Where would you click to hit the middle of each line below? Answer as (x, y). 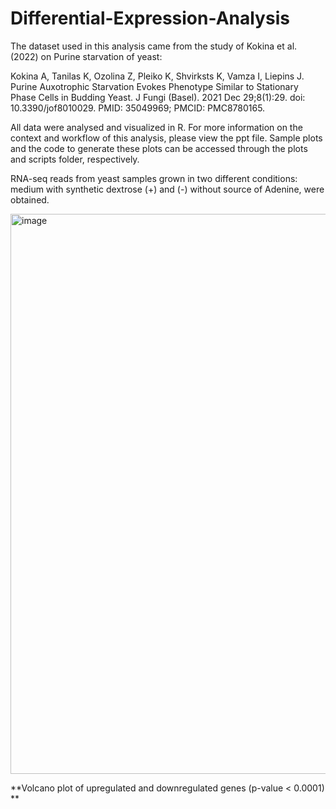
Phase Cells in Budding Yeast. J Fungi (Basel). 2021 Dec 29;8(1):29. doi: (158, 97)
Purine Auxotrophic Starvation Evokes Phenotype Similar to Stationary (154, 86)
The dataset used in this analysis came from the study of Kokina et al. (154, 46)
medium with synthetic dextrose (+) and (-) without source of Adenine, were (167, 189)
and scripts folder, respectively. (75, 159)
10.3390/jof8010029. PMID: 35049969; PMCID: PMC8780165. (138, 108)
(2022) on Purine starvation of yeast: (86, 56)
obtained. (30, 199)
